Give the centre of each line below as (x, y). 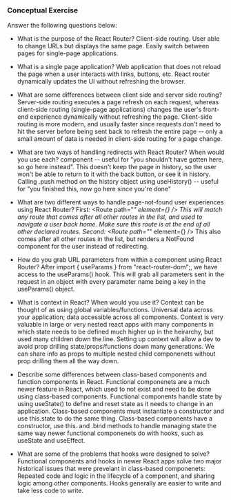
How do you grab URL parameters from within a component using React (119, 260)
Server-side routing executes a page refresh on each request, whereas (118, 102)
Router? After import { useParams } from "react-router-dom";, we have (117, 267)
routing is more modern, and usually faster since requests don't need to (119, 124)
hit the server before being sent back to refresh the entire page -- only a (120, 132)
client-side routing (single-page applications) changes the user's (109, 110)
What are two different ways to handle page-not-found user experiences (120, 202)
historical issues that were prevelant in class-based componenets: (111, 469)
